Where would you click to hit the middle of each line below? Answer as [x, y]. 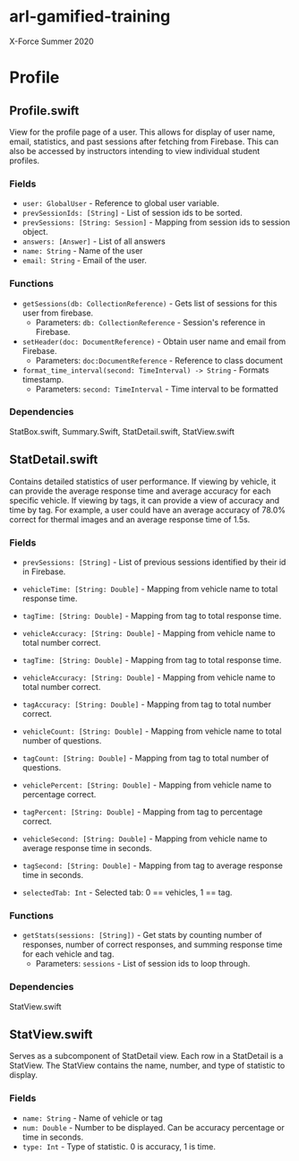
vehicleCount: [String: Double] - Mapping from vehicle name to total [152, 731]
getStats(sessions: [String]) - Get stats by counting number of [142, 935]
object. [35, 232]
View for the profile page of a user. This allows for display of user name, [142, 132]
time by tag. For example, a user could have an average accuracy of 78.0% [148, 510]
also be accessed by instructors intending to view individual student [135, 150]
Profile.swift [44, 111]
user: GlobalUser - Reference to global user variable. [120, 203]
